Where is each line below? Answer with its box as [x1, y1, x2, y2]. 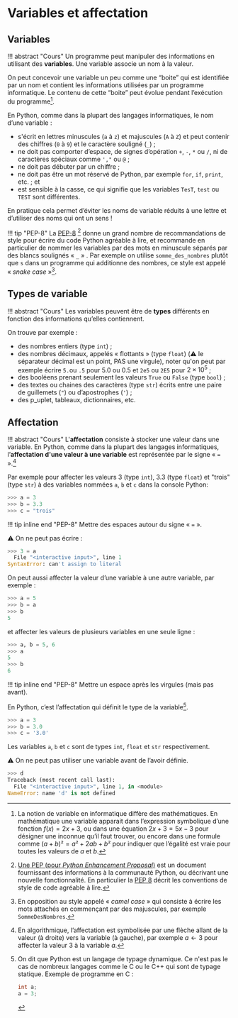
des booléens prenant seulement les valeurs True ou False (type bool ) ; [17, 373, 226, 382]
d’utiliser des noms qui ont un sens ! [7, 214, 113, 222]
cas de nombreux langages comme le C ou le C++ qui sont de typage [17, 962, 221, 970]
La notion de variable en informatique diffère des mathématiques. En [17, 809, 218, 817]
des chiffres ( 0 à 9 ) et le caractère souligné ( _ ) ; [17, 140, 156, 148]
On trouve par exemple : [7, 328, 78, 336]
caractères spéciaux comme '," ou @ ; [17, 155, 130, 163]
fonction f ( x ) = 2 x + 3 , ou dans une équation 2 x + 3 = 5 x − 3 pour [17, 824, 209, 833]
